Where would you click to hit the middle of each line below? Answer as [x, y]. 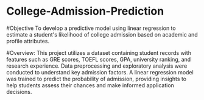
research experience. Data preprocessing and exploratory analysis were [97, 66]
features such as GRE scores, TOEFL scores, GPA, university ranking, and [99, 59]
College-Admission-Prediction [85, 11]
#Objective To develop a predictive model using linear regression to [91, 28]
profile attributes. [28, 41]
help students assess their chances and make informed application [90, 85]
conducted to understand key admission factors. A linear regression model [100, 72]
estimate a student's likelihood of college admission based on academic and [102, 34]
